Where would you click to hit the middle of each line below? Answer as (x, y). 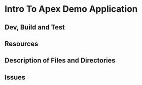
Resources (21, 43)
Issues (15, 77)
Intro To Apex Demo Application (71, 9)
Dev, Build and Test (35, 27)
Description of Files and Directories (60, 61)
